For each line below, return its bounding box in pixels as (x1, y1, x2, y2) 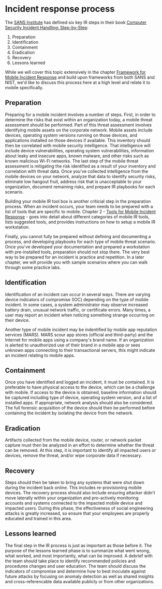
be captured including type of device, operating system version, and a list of (5, 394, 157, 401)
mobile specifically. (5, 84, 44, 90)
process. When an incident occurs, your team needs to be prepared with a (5, 203, 153, 209)
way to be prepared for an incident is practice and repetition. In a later (5, 254, 144, 260)
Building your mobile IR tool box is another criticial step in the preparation (5, 198, 151, 204)
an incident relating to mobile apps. (5, 352, 75, 358)
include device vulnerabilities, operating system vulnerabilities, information (5, 147, 154, 153)
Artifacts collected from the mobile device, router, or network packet (5, 437, 142, 443)
